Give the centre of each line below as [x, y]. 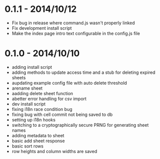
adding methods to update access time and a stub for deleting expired [83, 72]
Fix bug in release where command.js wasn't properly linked [73, 23]
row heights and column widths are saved [54, 151]
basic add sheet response [38, 141]
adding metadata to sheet [38, 135]
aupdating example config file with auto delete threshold [69, 83]
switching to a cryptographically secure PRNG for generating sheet [80, 125]
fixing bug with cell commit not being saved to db [62, 114]
